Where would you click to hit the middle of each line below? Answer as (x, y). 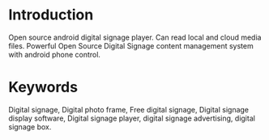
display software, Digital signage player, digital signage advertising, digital (132, 118)
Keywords (43, 87)
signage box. (30, 126)
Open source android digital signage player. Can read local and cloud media (135, 37)
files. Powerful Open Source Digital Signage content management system (131, 45)
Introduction (51, 15)
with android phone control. (55, 54)
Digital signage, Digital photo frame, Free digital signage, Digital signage (129, 109)
